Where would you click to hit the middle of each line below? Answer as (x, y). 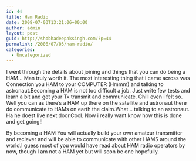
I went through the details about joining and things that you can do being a (96, 71)
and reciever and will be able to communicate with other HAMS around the (96, 139)
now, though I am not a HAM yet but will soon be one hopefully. (83, 151)
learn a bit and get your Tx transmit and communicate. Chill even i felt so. (94, 97)
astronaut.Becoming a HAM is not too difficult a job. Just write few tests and (98, 90)
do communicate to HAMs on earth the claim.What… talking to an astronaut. (98, 109)
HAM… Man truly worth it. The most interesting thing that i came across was (98, 78)
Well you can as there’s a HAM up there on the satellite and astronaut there (96, 102)
